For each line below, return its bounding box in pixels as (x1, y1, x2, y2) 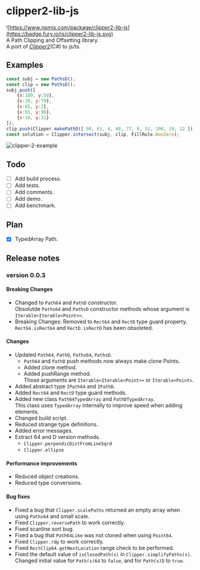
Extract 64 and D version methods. (14, 434, 101, 441)
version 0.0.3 (6, 271, 46, 279)
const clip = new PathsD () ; (6, 82, 76, 88)
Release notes (6, 253, 60, 263)
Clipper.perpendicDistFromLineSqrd (23, 441, 112, 447)
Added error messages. (14, 427, 73, 434)
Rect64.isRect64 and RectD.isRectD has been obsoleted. (14, 324, 154, 331)
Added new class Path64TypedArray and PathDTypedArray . (14, 395, 155, 403)
